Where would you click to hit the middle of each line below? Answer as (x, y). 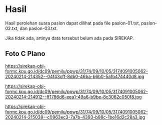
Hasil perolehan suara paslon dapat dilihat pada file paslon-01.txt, (73, 23)
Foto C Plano (25, 54)
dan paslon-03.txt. (39, 28)
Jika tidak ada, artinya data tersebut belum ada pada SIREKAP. (69, 38)
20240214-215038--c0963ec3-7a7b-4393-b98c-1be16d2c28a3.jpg (75, 117)
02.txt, (12, 28)
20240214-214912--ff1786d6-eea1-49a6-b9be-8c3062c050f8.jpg (73, 96)
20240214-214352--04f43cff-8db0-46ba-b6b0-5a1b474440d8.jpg (75, 76)
